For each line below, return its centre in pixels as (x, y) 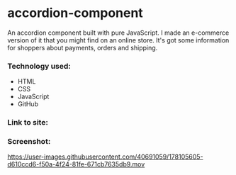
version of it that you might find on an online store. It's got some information (118, 40)
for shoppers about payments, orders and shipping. (83, 47)
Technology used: (39, 66)
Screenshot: (29, 142)
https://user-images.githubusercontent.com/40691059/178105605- (105, 157)
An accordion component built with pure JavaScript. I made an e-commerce (118, 33)
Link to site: (28, 123)
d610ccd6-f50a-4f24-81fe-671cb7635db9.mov (76, 164)
